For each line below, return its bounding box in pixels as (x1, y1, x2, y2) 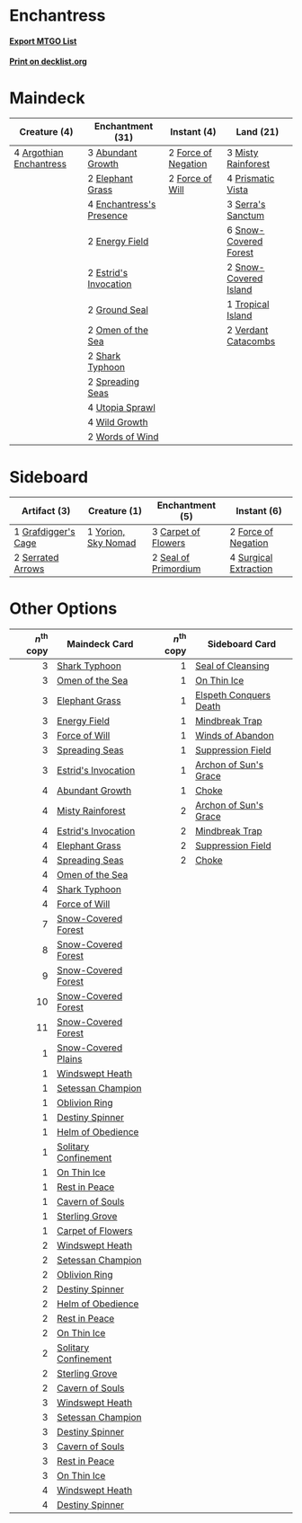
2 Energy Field (87, 235, 149, 248)
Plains (57, 1052, 83, 1065)
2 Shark (87, 350, 121, 362)
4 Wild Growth (87, 416, 148, 429)
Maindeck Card (67, 637, 134, 650)
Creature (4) (19, 126, 74, 138)
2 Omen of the (87, 324, 149, 337)
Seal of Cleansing (194, 660, 270, 672)
